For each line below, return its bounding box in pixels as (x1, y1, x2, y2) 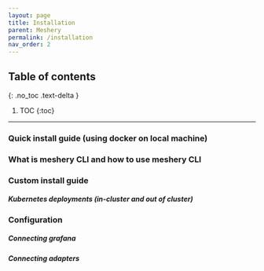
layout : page (8, 11, 51, 20)
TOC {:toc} (19, 105, 55, 115)
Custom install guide (8, 174, 89, 185)
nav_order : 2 (8, 41, 51, 49)
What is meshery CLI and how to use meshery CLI (8, 154, 202, 165)
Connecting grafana (8, 233, 76, 244)
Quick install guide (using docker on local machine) (8, 133, 208, 144)
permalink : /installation (8, 33, 93, 42)
